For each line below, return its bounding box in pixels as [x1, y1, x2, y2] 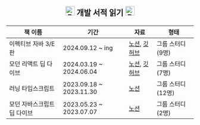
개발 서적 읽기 [76, 8, 124, 18]
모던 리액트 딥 [9, 60, 46, 68]
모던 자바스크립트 [9, 100, 55, 108]
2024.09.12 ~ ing [62, 44, 113, 52]
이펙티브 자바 [9, 40, 44, 48]
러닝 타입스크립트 [9, 85, 55, 93]
